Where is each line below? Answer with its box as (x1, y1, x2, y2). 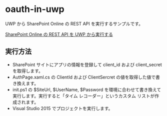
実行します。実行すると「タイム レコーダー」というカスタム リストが (12, 92, 155, 98)
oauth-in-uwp (5, 3, 64, 15)
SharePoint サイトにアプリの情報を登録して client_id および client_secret (12, 61, 162, 67)
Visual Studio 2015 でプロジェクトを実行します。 (12, 105, 113, 111)
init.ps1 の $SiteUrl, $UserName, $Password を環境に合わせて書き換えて (12, 86, 161, 92)
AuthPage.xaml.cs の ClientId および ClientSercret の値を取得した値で (12, 74, 156, 80)
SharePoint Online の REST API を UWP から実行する (5, 31, 113, 37)
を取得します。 (12, 67, 43, 73)
